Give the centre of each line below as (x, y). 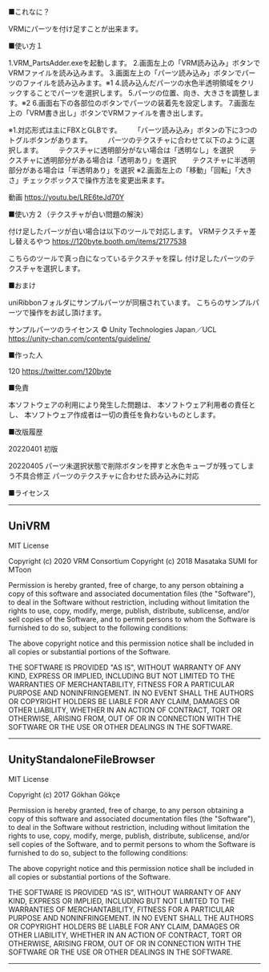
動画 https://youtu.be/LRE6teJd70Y (66, 197)
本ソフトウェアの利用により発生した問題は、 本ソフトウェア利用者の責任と (132, 405)
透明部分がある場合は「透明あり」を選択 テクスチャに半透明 (149, 160)
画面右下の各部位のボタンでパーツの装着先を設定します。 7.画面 (143, 103)
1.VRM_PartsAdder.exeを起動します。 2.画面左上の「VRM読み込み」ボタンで (134, 63)
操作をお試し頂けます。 (68, 312)
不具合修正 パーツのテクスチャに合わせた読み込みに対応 (107, 476)
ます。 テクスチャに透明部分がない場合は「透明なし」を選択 (128, 150)
